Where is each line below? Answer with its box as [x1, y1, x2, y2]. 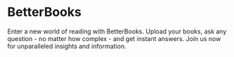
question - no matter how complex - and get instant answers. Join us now [7, 34, 221, 42]
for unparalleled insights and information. [7, 42, 126, 50]
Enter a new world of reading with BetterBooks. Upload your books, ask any [7, 27, 227, 35]
